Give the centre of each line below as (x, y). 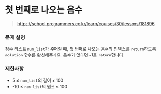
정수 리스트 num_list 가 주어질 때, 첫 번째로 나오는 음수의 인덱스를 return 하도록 (80, 49)
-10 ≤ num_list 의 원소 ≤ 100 (40, 86)
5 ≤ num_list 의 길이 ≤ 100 (38, 80)
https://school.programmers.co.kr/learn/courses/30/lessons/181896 (86, 24)
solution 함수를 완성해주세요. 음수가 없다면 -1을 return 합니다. (65, 55)
